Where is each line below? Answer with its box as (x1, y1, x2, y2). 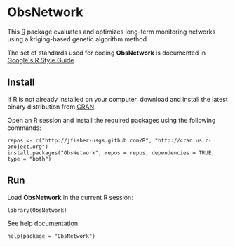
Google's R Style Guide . (7, 55, 76, 64)
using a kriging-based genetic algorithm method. (7, 34, 149, 43)
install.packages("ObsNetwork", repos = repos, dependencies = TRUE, (7, 149, 215, 156)
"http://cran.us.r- (154, 137, 212, 144)
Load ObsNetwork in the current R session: (7, 193, 133, 201)
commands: (7, 123, 42, 132)
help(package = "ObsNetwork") (7, 232, 96, 239)
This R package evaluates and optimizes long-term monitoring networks (7, 27, 216, 36)
